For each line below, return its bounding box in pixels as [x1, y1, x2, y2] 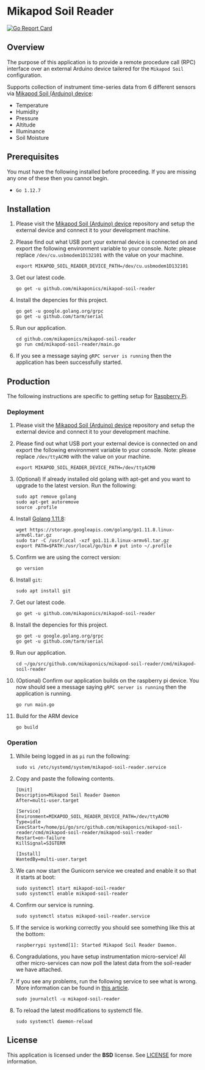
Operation [7, 738, 38, 747]
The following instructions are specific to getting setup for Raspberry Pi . [7, 393, 189, 400]
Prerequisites [7, 151, 59, 162]
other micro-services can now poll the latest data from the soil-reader [15, 959, 192, 966]
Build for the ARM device [15, 713, 79, 720]
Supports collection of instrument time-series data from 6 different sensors [7, 83, 196, 90]
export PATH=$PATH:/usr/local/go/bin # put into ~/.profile [15, 543, 172, 549]
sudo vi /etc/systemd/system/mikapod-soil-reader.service [15, 764, 167, 770]
